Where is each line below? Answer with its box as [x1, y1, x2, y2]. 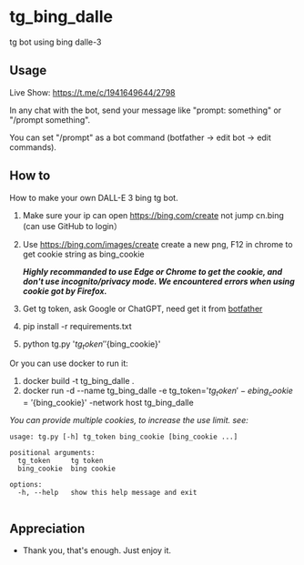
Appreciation [9, 520, 86, 536]
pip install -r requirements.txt [22, 320, 132, 331]
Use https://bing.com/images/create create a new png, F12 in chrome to [22, 238, 293, 249]
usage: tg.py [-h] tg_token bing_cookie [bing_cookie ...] [9, 432, 238, 442]
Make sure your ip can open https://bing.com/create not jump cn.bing [22, 209, 285, 220]
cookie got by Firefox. [22, 285, 107, 297]
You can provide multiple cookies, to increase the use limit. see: [9, 415, 248, 426]
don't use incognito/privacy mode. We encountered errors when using [22, 276, 296, 287]
